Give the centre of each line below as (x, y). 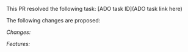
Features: (18, 44)
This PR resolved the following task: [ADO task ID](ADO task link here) (95, 9)
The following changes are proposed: (53, 20)
